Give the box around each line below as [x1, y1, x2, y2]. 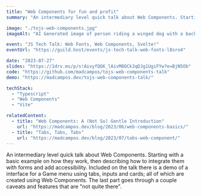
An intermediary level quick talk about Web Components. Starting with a [6, 151, 184, 158]
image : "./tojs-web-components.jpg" [6, 25, 98, 31]
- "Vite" [11, 102, 33, 108]
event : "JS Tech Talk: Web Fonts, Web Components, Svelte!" [6, 41, 160, 48]
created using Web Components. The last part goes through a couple [6, 177, 177, 184]
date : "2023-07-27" [6, 58, 55, 64]
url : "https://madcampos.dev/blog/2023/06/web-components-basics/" [17, 124, 188, 130]
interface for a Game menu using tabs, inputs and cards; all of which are [6, 170, 184, 177]
